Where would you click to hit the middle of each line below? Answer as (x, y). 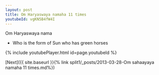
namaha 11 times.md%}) (30, 67)
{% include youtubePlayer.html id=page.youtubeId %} (61, 52)
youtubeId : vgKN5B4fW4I (30, 19)
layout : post (19, 10)
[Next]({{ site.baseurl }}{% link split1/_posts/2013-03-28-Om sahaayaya (80, 62)
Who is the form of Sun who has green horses (60, 43)
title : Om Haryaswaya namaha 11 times (46, 14)
